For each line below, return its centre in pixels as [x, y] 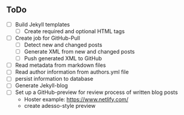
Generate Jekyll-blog [41, 85]
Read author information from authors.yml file [72, 72]
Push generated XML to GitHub [63, 58]
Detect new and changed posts [63, 45]
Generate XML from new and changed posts [79, 52]
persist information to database [54, 79]
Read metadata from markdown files [60, 65]
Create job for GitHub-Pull [48, 38]
